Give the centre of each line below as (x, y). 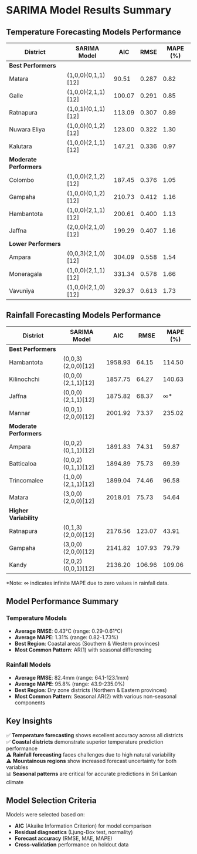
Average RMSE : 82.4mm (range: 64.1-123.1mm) (72, 677)
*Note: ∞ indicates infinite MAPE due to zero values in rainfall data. (87, 583)
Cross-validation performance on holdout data (72, 845)
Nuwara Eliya (27, 129)
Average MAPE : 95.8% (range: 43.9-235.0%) (69, 684)
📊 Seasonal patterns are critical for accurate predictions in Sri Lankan (92, 774)
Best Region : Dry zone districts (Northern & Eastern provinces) (91, 690)
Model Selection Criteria (51, 801)
